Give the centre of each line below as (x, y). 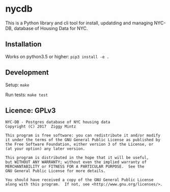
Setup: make (17, 85)
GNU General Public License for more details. (55, 171)
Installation (23, 44)
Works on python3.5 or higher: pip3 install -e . (57, 56)
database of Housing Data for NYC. (51, 28)
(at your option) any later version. (45, 149)
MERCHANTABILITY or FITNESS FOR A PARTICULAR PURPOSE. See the (75, 167)
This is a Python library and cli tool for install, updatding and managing (79, 23)
